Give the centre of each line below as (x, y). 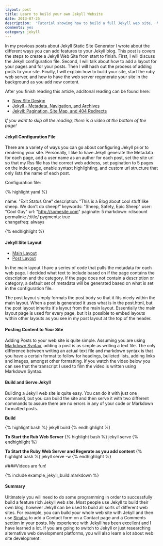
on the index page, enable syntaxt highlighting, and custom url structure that (81, 168)
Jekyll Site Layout (24, 242)
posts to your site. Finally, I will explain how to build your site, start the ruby (80, 72)
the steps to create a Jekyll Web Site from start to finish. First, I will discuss (80, 56)
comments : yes (19, 28)
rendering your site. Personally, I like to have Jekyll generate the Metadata (79, 153)
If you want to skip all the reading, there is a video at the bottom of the (76, 120)
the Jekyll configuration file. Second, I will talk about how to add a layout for (81, 61)
